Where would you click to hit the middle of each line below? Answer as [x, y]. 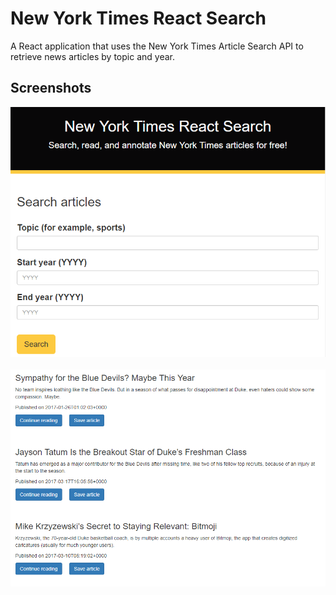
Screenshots [51, 88]
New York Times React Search [138, 18]
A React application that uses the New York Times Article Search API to [157, 46]
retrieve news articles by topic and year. [92, 56]
